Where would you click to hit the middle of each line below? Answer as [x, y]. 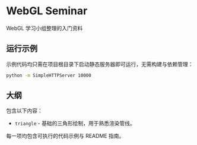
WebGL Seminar [47, 11]
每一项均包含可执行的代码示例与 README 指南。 [65, 136]
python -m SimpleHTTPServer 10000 [49, 75]
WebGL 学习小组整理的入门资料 [45, 28]
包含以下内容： [24, 111]
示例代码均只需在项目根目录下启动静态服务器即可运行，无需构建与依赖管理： [100, 64]
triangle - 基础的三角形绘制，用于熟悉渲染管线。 [75, 124]
